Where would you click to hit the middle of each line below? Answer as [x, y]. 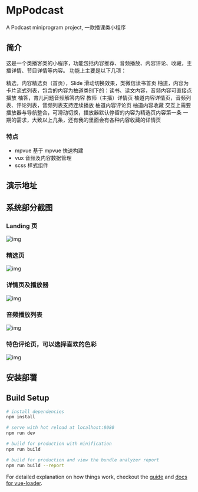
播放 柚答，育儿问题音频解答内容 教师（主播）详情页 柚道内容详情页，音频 [96, 97]
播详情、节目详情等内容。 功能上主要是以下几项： [66, 70]
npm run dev [21, 433]
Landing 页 [22, 226]
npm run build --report [35, 465]
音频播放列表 [24, 314]
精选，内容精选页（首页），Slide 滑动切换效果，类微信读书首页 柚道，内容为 [98, 83]
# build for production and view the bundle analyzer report [83, 460]
